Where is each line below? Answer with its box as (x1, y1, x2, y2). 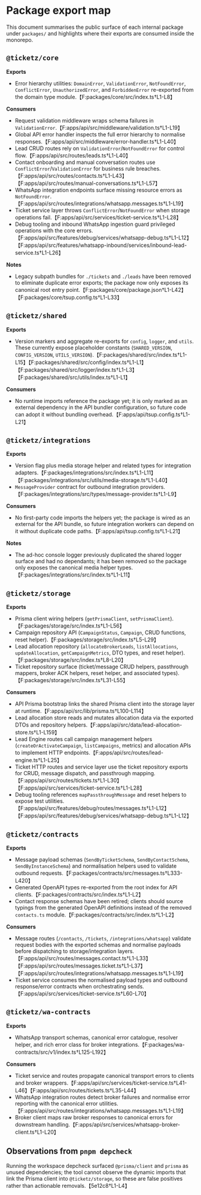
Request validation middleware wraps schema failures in (14, 116, 154, 124)
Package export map (6, 4, 111, 17)
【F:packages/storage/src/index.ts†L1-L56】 (14, 622, 125, 629)
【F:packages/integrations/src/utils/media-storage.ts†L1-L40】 (14, 477, 170, 484)
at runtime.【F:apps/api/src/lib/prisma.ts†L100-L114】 (14, 707, 147, 715)
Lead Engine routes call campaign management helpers (14, 736, 153, 743)
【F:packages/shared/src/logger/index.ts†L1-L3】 (14, 366, 138, 373)
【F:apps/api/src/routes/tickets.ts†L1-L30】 (14, 777, 123, 784)
